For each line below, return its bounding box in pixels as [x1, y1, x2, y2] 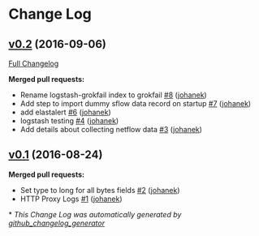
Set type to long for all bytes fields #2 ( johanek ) [19, 185, 180, 195]
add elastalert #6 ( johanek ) [19, 107, 111, 117]
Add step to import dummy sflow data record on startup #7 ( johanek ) [19, 99, 252, 108]
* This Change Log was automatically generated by [8, 209, 182, 219]
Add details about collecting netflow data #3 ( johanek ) [19, 125, 203, 134]
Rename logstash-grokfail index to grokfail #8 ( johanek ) [19, 90, 207, 100]
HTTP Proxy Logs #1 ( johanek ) [19, 194, 123, 204]
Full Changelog [8, 58, 59, 68]
